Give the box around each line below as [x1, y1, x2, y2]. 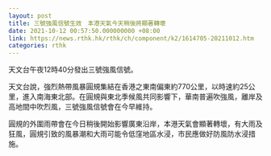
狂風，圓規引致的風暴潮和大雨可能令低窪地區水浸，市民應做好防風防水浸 [8, 129, 248, 139]
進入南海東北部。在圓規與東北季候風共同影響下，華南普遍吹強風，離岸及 [22, 92, 263, 101]
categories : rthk [8, 42, 67, 50]
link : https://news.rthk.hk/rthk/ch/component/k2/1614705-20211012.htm [8, 34, 254, 43]
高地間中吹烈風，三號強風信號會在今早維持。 [8, 102, 157, 112]
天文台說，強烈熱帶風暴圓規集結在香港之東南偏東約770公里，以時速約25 [8, 82, 248, 92]
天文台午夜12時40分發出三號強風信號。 [8, 65, 139, 75]
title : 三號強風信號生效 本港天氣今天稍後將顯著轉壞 [8, 19, 166, 27]
